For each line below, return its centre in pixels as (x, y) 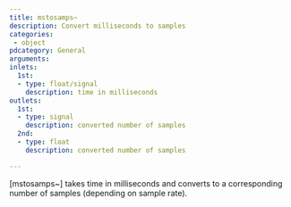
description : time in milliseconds (92, 92)
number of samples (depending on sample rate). (98, 193)
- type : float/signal (58, 84)
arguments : (30, 59)
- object (30, 42)
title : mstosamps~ (43, 17)
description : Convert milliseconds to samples (98, 26)
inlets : (24, 68)
